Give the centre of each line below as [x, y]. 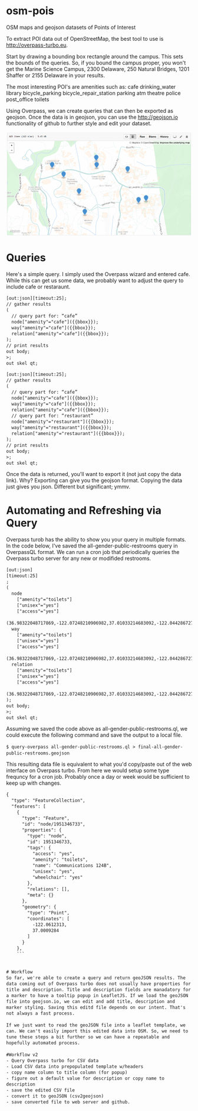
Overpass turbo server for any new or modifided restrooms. [79, 558]
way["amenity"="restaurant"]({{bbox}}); [62, 427]
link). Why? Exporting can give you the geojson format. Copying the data [94, 480]
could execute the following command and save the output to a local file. [94, 735]
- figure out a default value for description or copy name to [85, 1078]
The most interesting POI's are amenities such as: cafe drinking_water [91, 86]
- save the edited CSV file [41, 1090]
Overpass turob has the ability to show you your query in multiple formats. [96, 539]
